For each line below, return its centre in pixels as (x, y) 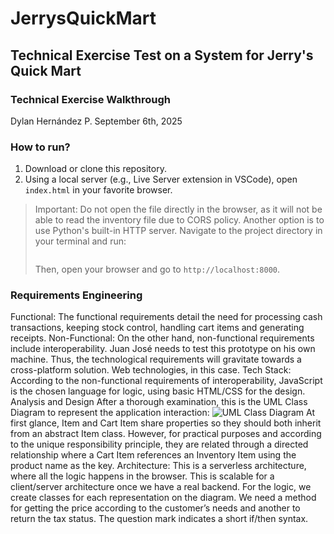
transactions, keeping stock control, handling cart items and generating (157, 328)
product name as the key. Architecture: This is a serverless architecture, (158, 466)
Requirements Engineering (76, 295)
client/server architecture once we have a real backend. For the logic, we (161, 487)
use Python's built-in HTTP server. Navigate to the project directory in (178, 231)
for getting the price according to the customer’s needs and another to (155, 508)
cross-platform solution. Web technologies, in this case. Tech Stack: (151, 370)
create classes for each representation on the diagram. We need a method (163, 498)
